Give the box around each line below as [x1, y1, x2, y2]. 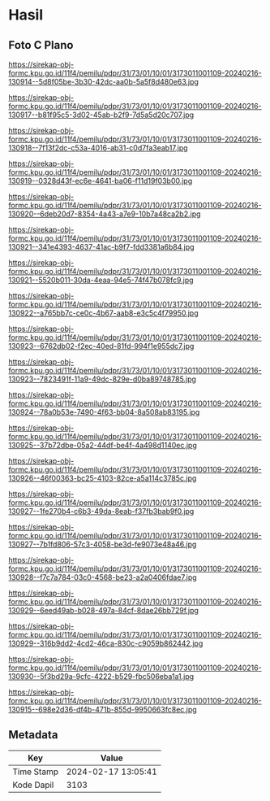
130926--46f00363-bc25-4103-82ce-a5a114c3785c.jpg [8, 473, 197, 483]
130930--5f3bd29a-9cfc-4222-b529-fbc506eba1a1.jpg [8, 672, 195, 681]
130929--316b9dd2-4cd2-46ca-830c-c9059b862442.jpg [8, 638, 204, 648]
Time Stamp [12, 766, 59, 777]
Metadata [8, 728, 58, 742]
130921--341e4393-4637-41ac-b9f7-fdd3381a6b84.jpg [8, 242, 195, 251]
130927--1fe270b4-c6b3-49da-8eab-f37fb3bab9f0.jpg [8, 507, 195, 516]
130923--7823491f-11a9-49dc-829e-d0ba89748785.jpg [8, 374, 197, 384]
